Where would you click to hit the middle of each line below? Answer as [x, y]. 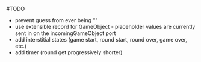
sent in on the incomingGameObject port [65, 33]
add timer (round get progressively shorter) [69, 52]
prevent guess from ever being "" [56, 20]
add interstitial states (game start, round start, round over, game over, [101, 39]
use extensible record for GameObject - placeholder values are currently [105, 27]
